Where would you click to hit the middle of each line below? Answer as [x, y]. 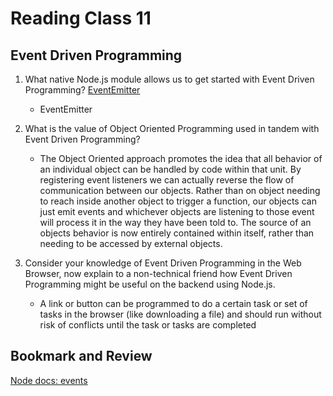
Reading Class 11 [81, 18]
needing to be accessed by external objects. [131, 243]
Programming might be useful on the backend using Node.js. [150, 284]
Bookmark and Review [81, 356]
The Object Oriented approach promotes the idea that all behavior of [181, 158]
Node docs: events [49, 380]
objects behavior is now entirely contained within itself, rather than [177, 233]
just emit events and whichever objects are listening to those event [177, 211]
